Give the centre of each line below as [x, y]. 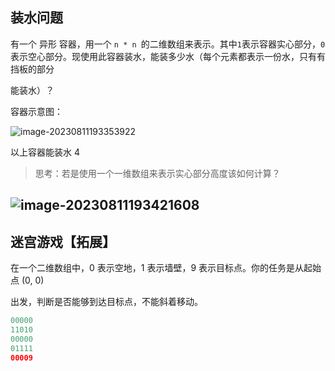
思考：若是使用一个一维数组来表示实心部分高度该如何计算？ [157, 173]
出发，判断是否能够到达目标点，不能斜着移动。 [106, 302]
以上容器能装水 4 [45, 152]
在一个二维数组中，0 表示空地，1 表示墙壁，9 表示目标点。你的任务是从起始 [166, 268]
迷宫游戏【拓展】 [63, 241]
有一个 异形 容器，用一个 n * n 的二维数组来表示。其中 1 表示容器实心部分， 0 [168, 44]
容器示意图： [36, 111]
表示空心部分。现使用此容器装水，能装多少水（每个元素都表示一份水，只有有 [168, 56]
